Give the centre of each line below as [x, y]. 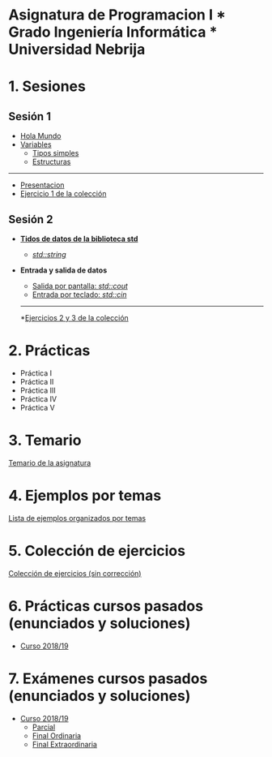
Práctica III [38, 390]
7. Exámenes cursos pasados [108, 678]
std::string [49, 254]
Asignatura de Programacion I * [117, 15]
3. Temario [45, 441]
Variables [36, 144]
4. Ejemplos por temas [85, 496]
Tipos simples [55, 153]
